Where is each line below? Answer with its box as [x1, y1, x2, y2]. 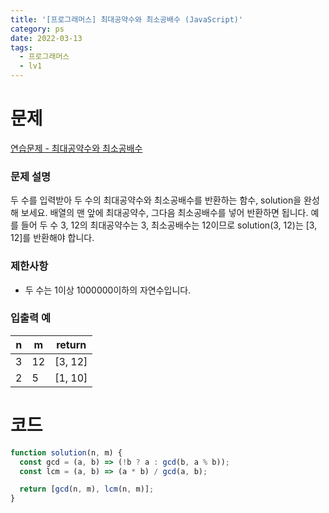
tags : [10, 42, 33, 53]
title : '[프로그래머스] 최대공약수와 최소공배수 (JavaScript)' [10, 14, 244, 25]
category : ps [10, 24, 65, 34]
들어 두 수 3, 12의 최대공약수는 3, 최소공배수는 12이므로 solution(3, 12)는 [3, [20, 219, 318, 231]
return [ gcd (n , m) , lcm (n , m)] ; [19, 484, 155, 495]
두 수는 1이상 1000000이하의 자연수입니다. [24, 284, 192, 296]
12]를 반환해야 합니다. [10, 232, 95, 244]
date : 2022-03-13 [10, 33, 83, 43]
